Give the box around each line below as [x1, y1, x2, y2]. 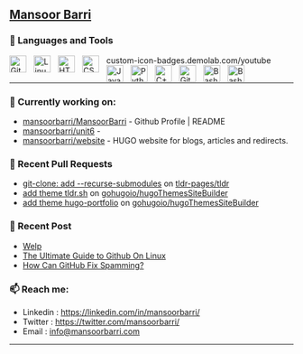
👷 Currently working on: [9, 95, 116, 107]
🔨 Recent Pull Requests [9, 157, 113, 170]
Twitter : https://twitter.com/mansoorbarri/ [22, 316, 180, 327]
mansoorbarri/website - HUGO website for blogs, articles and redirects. [22, 135, 289, 145]
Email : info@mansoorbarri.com [22, 325, 140, 337]
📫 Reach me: [9, 283, 69, 295]
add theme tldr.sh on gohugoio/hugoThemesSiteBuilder [22, 188, 228, 199]
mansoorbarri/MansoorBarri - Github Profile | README [22, 116, 225, 126]
